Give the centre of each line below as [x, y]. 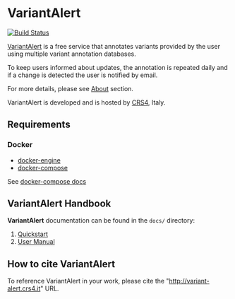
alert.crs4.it [24, 288]
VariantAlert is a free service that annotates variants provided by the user [114, 46]
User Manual [36, 242]
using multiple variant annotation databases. [72, 54]
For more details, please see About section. [71, 88]
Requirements [39, 125]
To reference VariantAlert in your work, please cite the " [88, 281]
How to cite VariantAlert [61, 264]
